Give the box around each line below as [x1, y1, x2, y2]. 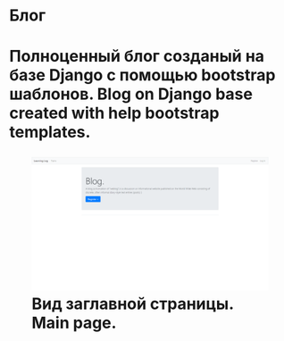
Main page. [31, 312, 117, 333]
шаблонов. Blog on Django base [9, 84, 253, 104]
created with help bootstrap [9, 104, 221, 123]
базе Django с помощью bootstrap [9, 65, 276, 86]
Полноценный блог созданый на [9, 46, 265, 67]
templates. [9, 122, 91, 143]
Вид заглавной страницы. [31, 294, 234, 313]
